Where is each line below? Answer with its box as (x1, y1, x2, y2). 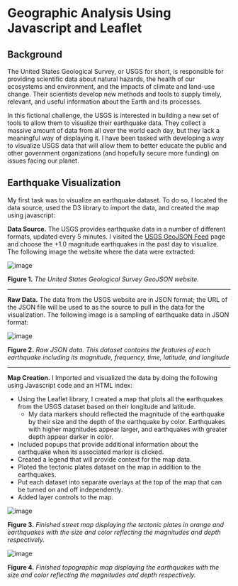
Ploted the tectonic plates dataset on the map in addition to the (17, 462, 201, 471)
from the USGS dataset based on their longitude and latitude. (17, 402, 196, 411)
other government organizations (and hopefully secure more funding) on (7, 149, 220, 157)
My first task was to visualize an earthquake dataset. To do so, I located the (7, 195, 228, 204)
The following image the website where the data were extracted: (7, 247, 195, 256)
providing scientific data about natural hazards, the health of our (7, 75, 195, 83)
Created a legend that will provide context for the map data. (17, 455, 193, 463)
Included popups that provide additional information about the (17, 440, 199, 448)
